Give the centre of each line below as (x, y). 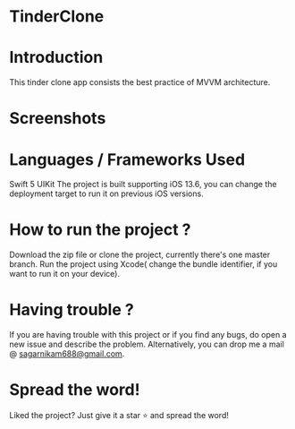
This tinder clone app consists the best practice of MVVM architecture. (140, 82)
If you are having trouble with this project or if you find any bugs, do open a (148, 335)
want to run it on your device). (65, 274)
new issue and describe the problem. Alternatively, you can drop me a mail (147, 344)
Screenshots (58, 119)
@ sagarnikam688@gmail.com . (67, 354)
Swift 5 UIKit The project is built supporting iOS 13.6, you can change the (143, 184)
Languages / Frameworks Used (127, 159)
